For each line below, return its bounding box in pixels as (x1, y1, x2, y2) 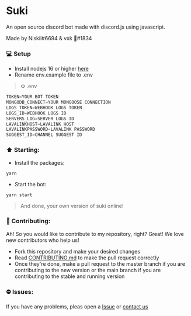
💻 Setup (6, 50, 31, 58)
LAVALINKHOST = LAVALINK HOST (6, 121, 75, 127)
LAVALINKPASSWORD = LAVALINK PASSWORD (6, 127, 95, 133)
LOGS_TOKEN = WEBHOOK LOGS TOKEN (6, 105, 82, 110)
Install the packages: (14, 159, 65, 166)
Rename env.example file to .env (14, 71, 93, 78)
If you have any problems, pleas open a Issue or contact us (6, 303, 148, 310)
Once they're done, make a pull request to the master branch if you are (14, 260, 186, 267)
